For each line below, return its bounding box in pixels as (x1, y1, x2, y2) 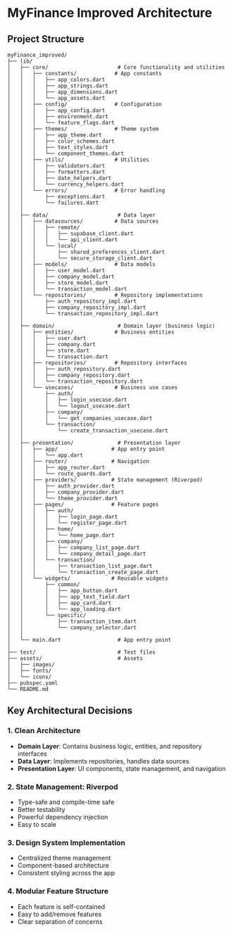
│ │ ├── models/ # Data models (7, 261, 156, 268)
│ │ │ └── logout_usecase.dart (7, 402, 131, 410)
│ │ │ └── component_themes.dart (7, 150, 125, 157)
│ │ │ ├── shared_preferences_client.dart (7, 248, 165, 255)
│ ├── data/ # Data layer (7, 212, 156, 219)
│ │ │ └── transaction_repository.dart (7, 378, 143, 385)
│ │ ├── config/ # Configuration (7, 101, 162, 108)
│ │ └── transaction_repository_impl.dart (7, 310, 159, 317)
